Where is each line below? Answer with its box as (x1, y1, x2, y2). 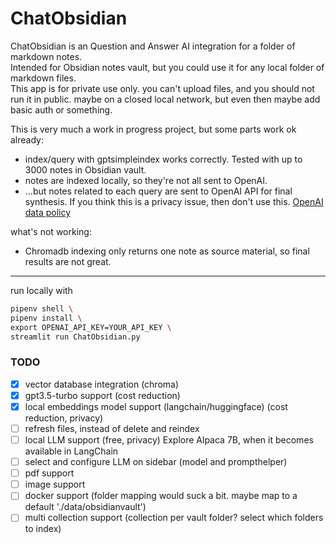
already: (10, 133, 44, 146)
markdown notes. (10, 50, 83, 62)
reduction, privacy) (24, 412, 104, 424)
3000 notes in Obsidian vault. (24, 163, 147, 176)
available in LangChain (24, 445, 119, 457)
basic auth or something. (10, 103, 113, 116)
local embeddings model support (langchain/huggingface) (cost (24, 400, 288, 412)
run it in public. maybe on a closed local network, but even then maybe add (10, 93, 321, 105)
